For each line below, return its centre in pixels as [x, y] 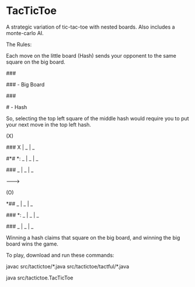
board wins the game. [32, 244]
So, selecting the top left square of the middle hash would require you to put [97, 118]
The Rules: [19, 44]
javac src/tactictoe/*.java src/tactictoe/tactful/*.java [68, 266]
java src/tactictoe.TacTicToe [40, 278]
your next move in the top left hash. [49, 124]
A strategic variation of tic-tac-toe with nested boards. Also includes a [90, 27]
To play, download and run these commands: [60, 255]
